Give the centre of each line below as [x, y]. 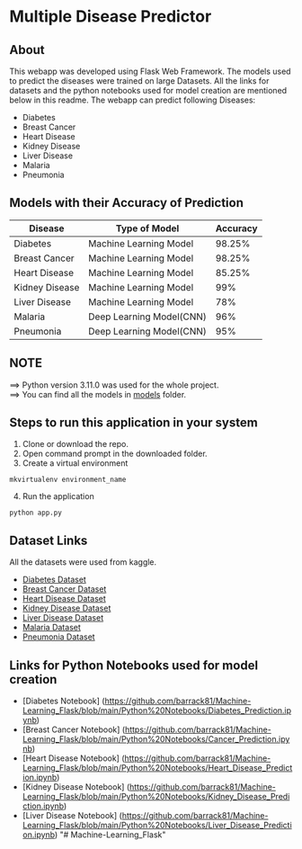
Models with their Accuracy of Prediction [127, 203]
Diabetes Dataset [54, 580]
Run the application [58, 496]
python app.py [36, 513]
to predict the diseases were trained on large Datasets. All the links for [139, 81]
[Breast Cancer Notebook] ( [74, 729]
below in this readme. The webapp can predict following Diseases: [133, 100]
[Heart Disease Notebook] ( [73, 758]
